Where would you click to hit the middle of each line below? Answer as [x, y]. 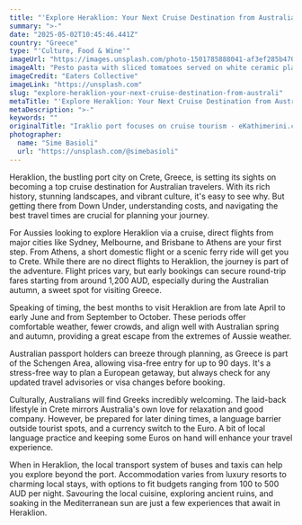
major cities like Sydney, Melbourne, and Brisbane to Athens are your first [146, 242]
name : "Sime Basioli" [58, 143]
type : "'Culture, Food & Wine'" [70, 51]
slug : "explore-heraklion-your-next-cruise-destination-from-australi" [146, 93]
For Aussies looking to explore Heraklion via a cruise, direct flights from [142, 232]
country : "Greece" [44, 43]
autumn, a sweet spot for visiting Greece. [85, 289]
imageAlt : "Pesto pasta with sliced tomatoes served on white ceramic [144, 68]
